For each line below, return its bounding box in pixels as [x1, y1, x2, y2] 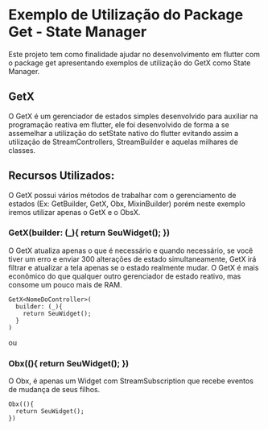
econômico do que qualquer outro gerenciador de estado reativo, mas [8, 271, 241, 281]
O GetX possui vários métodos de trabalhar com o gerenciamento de [8, 190, 237, 200]
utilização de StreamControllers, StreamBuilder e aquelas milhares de [8, 137, 239, 147]
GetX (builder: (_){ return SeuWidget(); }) [8, 227, 171, 238]
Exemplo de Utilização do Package [8, 6, 244, 24]
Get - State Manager [8, 23, 147, 41]
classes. [8, 145, 36, 155]
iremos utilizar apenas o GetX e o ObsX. [8, 207, 141, 217]
